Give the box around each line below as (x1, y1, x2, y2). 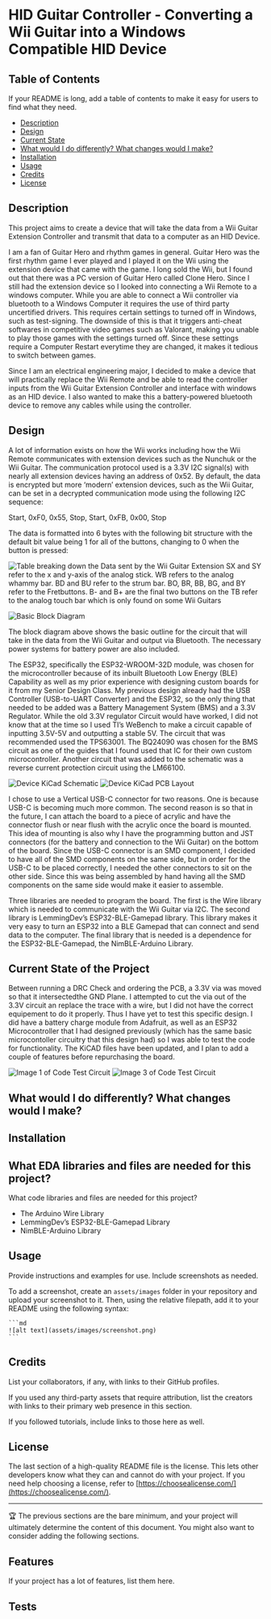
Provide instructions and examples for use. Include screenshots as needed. (8, 1270, 259, 1280)
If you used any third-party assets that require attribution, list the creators (8, 1393, 253, 1402)
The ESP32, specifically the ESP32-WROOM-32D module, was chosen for (8, 659, 254, 669)
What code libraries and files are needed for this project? (8, 1193, 198, 1203)
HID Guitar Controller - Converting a (8, 6, 254, 24)
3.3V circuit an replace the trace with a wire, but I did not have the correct (8, 1000, 254, 1010)
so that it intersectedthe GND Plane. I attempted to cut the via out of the (8, 992, 247, 1002)
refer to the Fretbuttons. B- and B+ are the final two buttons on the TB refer (8, 586, 258, 596)
